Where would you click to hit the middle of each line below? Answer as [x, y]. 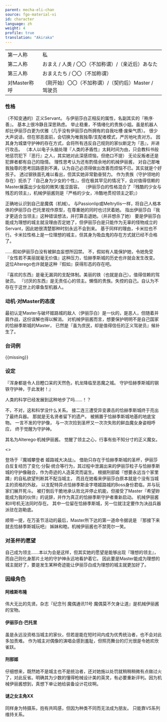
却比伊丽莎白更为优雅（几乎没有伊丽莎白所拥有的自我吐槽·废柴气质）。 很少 [82, 131]
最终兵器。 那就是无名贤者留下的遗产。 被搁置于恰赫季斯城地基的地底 [80, 416]
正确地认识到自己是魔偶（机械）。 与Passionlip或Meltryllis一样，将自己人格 [81, 204]
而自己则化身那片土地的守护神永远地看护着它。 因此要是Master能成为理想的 [83, 558]
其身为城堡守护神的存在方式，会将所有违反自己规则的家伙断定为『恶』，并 [80, 143]
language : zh [19, 24]
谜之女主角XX [19, 696]
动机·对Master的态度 [30, 301]
